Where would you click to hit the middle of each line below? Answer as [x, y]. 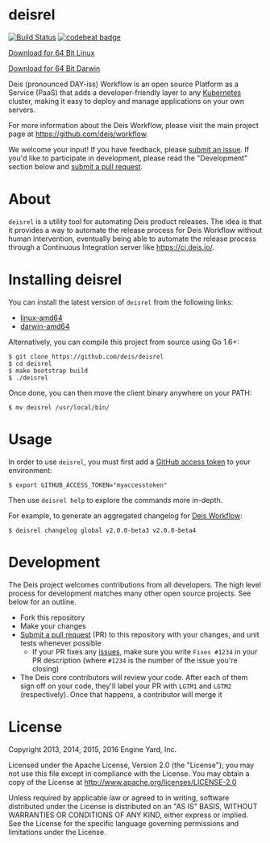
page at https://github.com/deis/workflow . [79, 134]
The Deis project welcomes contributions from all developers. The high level [135, 584]
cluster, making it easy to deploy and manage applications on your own [126, 101]
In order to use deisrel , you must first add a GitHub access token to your [130, 462]
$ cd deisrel [30, 363]
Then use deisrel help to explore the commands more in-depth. [116, 500]
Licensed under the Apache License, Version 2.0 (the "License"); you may [131, 765]
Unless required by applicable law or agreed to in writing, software [119, 797]
